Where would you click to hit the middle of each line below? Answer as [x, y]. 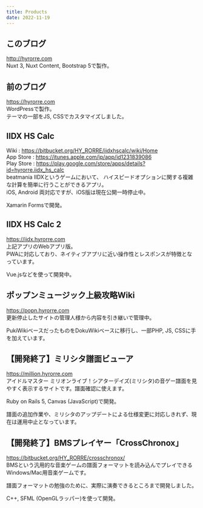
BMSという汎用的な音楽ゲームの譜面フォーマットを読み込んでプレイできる [99, 465]
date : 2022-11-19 [28, 18]
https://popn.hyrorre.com [38, 310]
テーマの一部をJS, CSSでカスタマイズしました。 [67, 116]
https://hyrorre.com [31, 102]
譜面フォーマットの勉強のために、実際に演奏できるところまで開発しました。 [102, 486]
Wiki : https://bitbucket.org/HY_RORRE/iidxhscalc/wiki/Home [82, 150]
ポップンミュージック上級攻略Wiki [71, 296]
